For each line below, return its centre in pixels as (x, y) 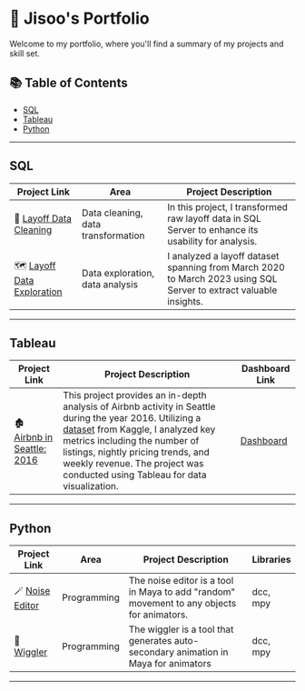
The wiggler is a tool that (181, 629)
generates (150, 641)
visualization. (91, 486)
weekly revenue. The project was (133, 464)
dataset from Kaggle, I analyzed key (139, 429)
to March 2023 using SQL (222, 278)
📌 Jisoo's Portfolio (79, 19)
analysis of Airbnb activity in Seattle (139, 406)
